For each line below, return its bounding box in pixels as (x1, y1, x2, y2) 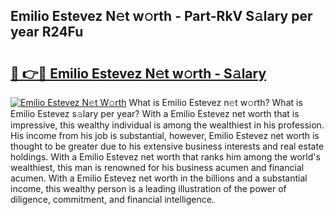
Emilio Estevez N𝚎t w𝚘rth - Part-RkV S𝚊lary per (10, 8, 313, 25)
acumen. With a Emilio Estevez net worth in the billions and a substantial (10, 172, 308, 184)
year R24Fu (10, 24, 84, 41)
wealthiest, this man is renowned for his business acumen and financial (10, 162, 305, 173)
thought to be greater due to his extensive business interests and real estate (10, 140, 325, 152)
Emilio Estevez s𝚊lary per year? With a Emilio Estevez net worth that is (10, 108, 300, 119)
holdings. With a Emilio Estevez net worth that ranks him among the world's (10, 151, 321, 163)
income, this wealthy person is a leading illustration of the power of (10, 183, 287, 194)
